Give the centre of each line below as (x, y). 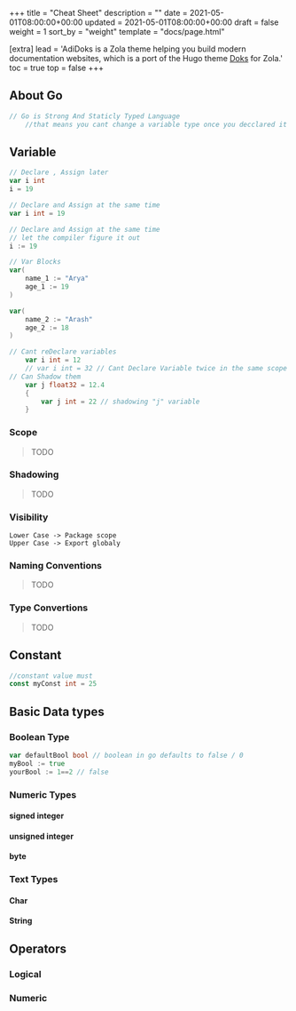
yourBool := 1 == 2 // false (59, 772)
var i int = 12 (53, 360)
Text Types (34, 880)
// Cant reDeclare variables (63, 352)
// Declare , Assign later (59, 172)
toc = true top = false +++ (57, 68)
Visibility (29, 517)
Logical (25, 974)
